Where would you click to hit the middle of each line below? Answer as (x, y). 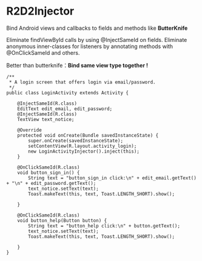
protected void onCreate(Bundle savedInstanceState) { (88, 135)
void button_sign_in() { (49, 172)
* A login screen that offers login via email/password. (82, 82)
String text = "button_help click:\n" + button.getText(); (104, 226)
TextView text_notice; (46, 119)
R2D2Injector (40, 11)
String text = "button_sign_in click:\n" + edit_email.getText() (113, 178)
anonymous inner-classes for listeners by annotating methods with (90, 46)
